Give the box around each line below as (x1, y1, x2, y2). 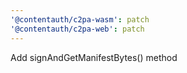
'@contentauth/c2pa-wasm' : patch (10, 14, 150, 25)
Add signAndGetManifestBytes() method (10, 51, 178, 63)
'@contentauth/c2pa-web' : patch (10, 24, 145, 34)
